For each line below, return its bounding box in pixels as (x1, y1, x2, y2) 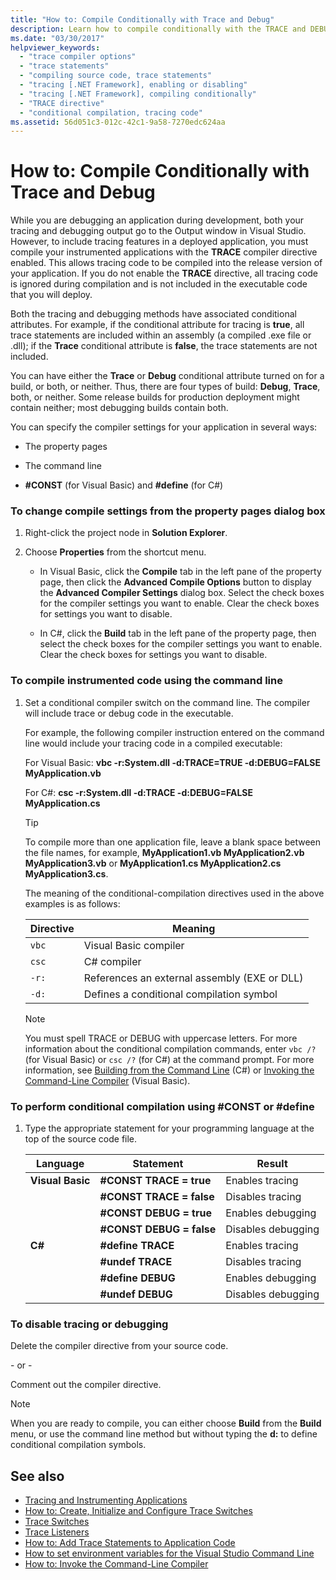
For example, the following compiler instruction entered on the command (24, 726, 325, 738)
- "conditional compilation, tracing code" (19, 107, 203, 118)
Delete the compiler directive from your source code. (10, 1340, 229, 1352)
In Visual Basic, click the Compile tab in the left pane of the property (39, 566, 322, 578)
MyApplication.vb (24, 767, 102, 779)
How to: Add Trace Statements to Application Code (24, 1537, 236, 1549)
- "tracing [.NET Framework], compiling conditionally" (19, 89, 257, 99)
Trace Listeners (24, 1526, 90, 1538)
